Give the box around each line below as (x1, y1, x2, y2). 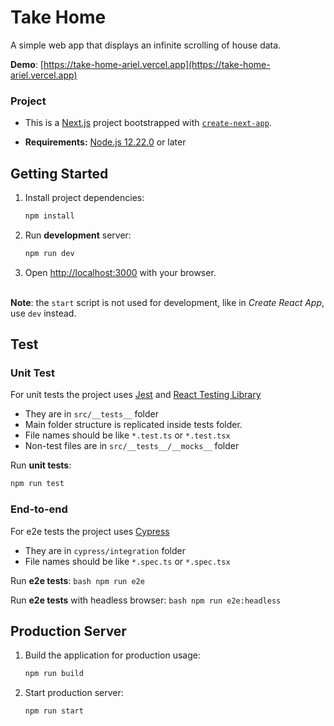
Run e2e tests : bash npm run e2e (10, 574, 145, 586)
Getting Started (10, 165, 109, 182)
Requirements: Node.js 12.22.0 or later (24, 136, 187, 148)
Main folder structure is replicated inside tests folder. (24, 419, 243, 431)
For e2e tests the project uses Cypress (10, 525, 170, 537)
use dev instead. (10, 307, 77, 319)
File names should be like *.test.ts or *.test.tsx (24, 429, 231, 441)
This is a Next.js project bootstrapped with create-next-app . (24, 117, 272, 129)
